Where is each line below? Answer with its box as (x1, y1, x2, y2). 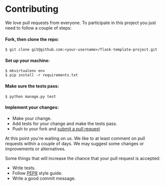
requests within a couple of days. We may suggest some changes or (5, 140, 144, 146)
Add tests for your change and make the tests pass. (12, 121, 117, 126)
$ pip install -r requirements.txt (5, 73, 78, 78)
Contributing (5, 3, 59, 15)
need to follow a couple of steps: (5, 25, 72, 31)
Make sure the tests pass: (5, 83, 59, 89)
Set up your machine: (5, 58, 50, 63)
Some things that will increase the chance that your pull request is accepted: (5, 155, 161, 161)
